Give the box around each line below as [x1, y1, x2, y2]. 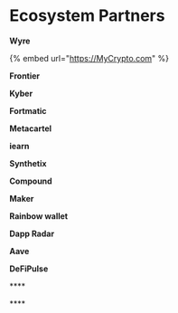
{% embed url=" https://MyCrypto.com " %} [9, 52, 170, 63]
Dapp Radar [9, 228, 55, 239]
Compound [9, 175, 52, 186]
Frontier [9, 70, 41, 81]
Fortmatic [9, 105, 47, 116]
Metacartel [9, 123, 52, 134]
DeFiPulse [9, 263, 49, 274]
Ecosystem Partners [9, 5, 165, 26]
